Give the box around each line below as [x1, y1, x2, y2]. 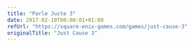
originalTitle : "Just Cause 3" [7, 29, 98, 37]
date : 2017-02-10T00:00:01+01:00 [7, 17, 104, 23]
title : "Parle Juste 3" [7, 10, 76, 17]
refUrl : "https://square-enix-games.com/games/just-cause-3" [7, 23, 188, 30]
